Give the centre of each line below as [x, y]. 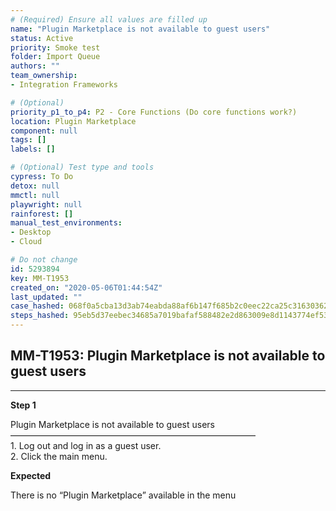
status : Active [42, 38]
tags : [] [28, 140]
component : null [44, 131]
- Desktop [31, 232]
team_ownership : [44, 76]
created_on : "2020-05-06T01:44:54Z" [86, 287]
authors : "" [35, 66]
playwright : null [46, 204]
